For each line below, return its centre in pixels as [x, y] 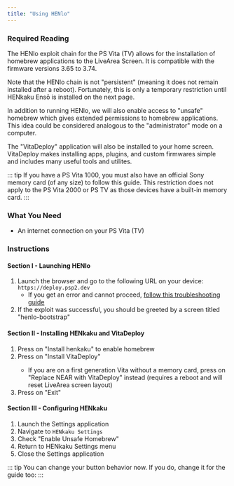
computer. [22, 133]
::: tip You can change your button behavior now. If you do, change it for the [116, 467]
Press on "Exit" [39, 392]
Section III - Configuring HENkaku [57, 408]
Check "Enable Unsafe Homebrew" [68, 438]
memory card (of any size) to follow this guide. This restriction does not [110, 182]
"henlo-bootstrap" [44, 317]
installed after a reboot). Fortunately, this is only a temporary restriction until [117, 89]
